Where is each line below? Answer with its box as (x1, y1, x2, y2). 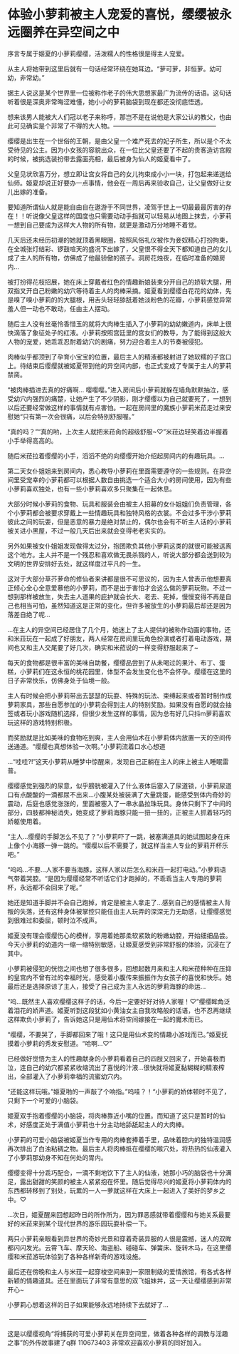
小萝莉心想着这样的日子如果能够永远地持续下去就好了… (7, 1300, 169, 1309)
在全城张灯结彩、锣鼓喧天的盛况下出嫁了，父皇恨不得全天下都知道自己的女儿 (7, 244, 232, 253)
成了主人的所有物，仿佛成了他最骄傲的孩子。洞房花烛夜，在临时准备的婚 (7, 253, 219, 262)
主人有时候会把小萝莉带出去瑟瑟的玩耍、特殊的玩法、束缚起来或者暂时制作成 (7, 691, 232, 700)
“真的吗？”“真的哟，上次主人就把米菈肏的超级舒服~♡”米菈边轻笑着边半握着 (7, 427, 229, 436)
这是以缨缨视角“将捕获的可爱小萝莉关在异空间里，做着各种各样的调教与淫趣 (7, 1329, 229, 1338)
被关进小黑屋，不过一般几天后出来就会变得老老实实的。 (7, 526, 169, 535)
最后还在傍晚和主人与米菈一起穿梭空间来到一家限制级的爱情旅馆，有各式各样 (7, 1267, 232, 1276)
